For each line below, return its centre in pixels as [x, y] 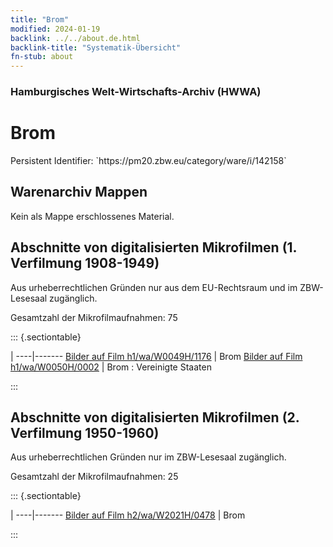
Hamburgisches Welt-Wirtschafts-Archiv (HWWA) [136, 92]
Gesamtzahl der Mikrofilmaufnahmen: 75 [94, 317]
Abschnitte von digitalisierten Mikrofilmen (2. [155, 417]
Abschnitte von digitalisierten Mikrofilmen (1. [153, 247]
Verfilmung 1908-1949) [85, 263]
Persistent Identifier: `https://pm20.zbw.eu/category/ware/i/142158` [148, 160]
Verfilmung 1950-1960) [85, 433]
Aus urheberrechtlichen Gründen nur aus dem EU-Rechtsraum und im [154, 287]
